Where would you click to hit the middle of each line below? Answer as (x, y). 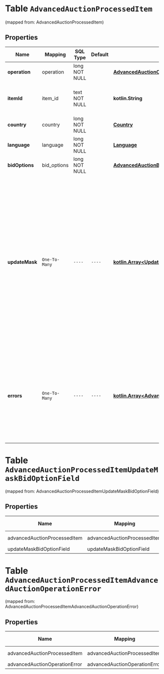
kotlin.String (128, 98)
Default (100, 54)
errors (15, 395)
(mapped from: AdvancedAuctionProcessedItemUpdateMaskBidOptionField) (82, 491)
